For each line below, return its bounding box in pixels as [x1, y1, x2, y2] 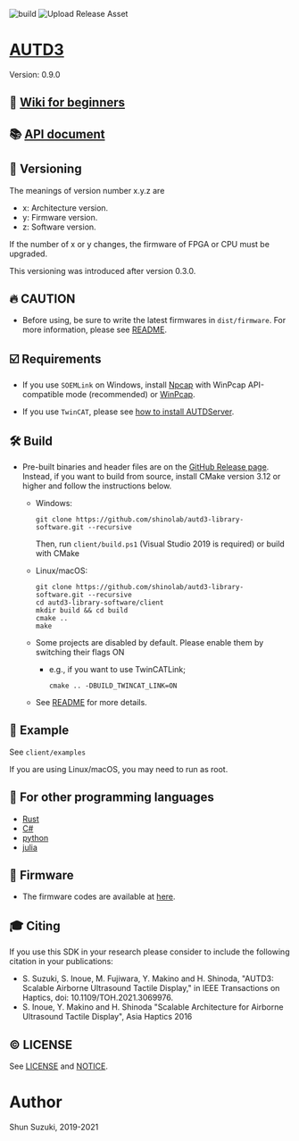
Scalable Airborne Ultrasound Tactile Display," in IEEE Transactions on [21, 983, 280, 994]
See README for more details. [35, 696, 147, 707]
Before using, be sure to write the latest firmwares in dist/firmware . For [21, 315, 287, 326]
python [21, 832, 49, 843]
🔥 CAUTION [9, 291, 76, 306]
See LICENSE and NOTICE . [9, 1061, 109, 1071]
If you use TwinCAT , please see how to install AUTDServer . [21, 406, 235, 417]
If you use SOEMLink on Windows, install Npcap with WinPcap [21, 379, 246, 390]
